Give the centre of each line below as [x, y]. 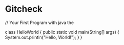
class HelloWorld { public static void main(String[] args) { [62, 32]
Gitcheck [24, 9]
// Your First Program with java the [40, 22]
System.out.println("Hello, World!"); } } [44, 37]
